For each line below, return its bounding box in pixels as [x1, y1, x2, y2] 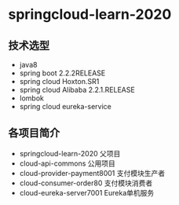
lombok [19, 93, 45, 103]
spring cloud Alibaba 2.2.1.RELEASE [19, 85, 135, 94]
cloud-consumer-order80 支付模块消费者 [19, 178, 153, 188]
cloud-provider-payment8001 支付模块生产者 [19, 168, 166, 178]
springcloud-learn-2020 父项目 [19, 148, 121, 158]
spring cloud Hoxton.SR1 [19, 77, 100, 86]
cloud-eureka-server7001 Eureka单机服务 [19, 188, 155, 197]
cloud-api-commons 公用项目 [19, 159, 116, 168]
